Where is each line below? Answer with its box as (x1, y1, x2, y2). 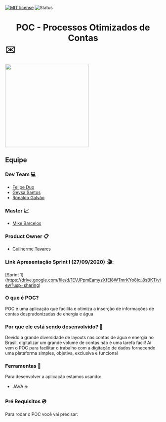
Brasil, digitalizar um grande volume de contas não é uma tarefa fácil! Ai (5, 340, 152, 345)
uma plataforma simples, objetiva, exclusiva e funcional (5, 350, 118, 356)
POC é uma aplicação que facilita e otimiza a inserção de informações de (5, 306, 154, 311)
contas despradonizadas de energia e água (5, 311, 94, 317)
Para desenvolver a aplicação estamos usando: (5, 374, 101, 380)
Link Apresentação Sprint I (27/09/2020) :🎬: (5, 259, 114, 266)
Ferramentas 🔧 (5, 363, 41, 370)
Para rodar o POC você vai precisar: (5, 411, 78, 417)
